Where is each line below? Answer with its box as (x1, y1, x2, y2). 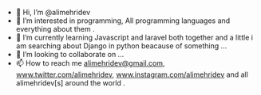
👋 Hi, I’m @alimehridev (15, 8, 90, 17)
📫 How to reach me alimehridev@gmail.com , (15, 59, 165, 67)
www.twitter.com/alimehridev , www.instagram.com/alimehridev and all (15, 70, 249, 79)
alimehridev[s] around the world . (15, 78, 126, 87)
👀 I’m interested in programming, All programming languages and (15, 16, 231, 25)
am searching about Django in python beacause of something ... (15, 41, 227, 51)
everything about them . (15, 25, 95, 33)
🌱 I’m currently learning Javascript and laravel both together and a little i (15, 32, 254, 42)
